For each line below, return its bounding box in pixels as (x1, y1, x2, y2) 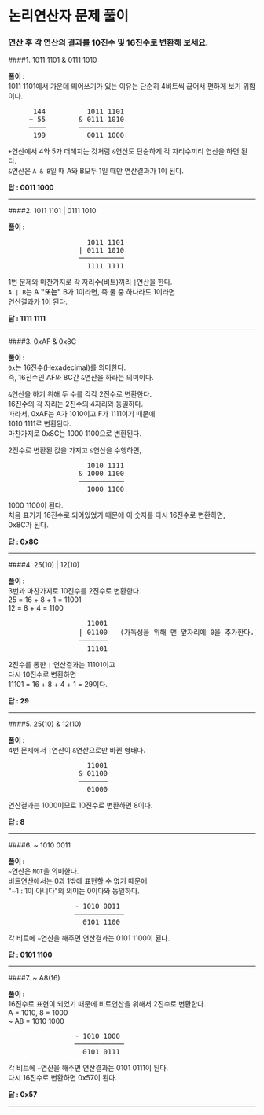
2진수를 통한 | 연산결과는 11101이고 (8, 660, 115, 670)
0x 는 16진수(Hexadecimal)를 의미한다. (8, 363, 126, 372)
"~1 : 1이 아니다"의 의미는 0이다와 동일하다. (8, 886, 140, 895)
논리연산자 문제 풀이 (8, 7, 130, 25)
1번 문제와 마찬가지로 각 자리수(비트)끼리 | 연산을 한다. (8, 277, 173, 287)
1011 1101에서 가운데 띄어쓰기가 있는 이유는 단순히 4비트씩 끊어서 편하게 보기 (8, 82, 241, 91)
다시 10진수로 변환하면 (8, 670, 77, 679)
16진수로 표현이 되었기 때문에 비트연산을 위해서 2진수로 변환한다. (8, 999, 207, 1009)
